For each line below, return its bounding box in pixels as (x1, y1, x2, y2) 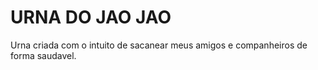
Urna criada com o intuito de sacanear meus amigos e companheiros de (10, 39, 308, 51)
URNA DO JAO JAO (10, 6, 172, 29)
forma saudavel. (10, 49, 77, 61)
